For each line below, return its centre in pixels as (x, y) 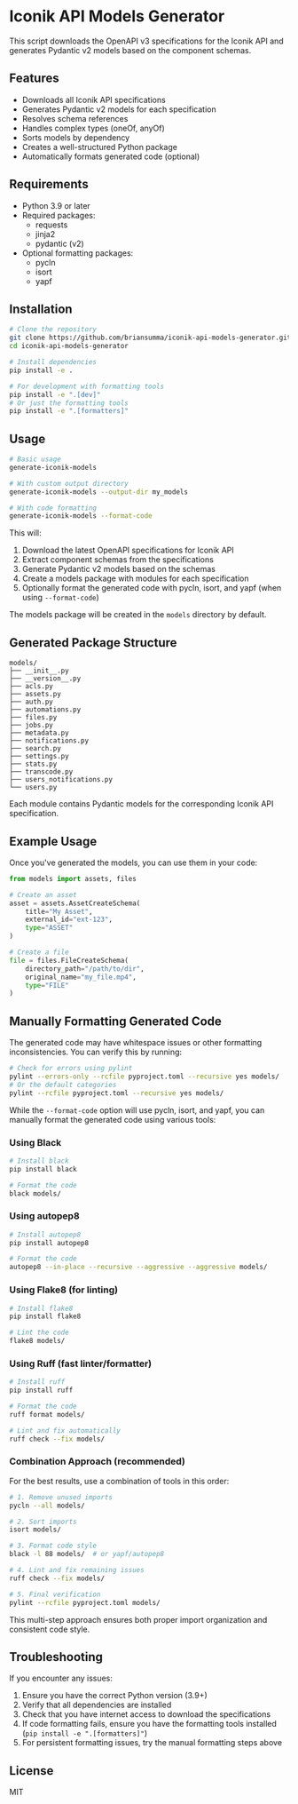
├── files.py (33, 718)
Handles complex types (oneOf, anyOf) (94, 128)
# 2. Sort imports (43, 1522)
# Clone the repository (53, 330)
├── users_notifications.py (61, 780)
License (31, 1771)
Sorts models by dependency (76, 137)
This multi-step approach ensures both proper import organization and (138, 1619)
